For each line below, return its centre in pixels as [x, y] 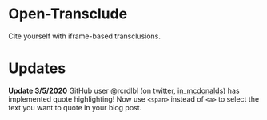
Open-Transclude [68, 14]
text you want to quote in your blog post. [75, 107]
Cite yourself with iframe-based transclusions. [85, 36]
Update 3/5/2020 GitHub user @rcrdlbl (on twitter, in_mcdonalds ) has [124, 90]
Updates [37, 68]
